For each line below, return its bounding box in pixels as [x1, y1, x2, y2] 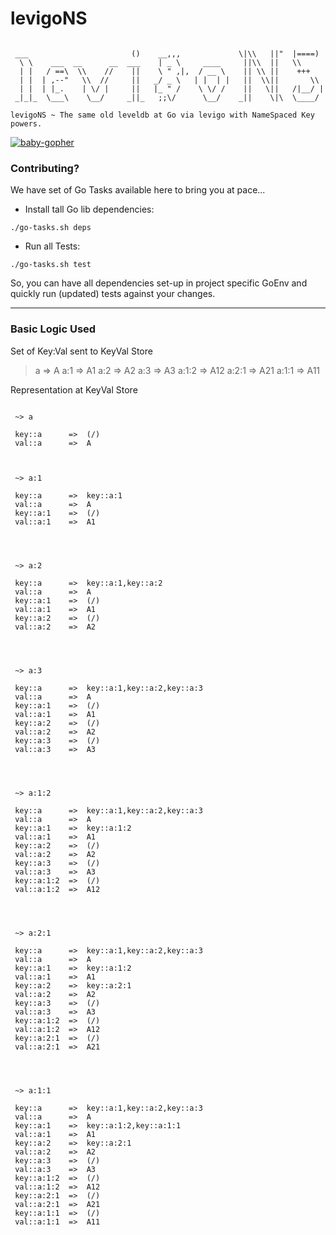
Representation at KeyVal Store [10, 383, 138, 396]
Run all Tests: [24, 240, 81, 252]
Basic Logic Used [10, 322, 97, 336]
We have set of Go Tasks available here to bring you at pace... [10, 184, 266, 196]
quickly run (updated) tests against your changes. [10, 288, 216, 300]
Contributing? [10, 161, 80, 175]
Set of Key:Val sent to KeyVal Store [10, 345, 153, 357]
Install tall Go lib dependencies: [24, 203, 155, 216]
